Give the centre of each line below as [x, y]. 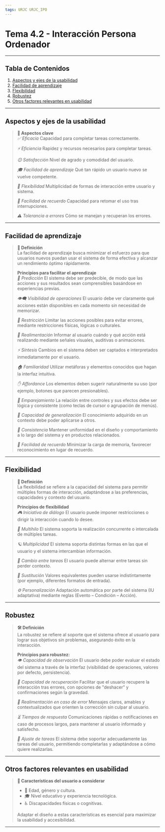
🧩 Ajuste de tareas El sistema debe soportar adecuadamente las [82, 739]
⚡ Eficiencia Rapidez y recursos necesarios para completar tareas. [84, 148]
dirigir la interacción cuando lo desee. [55, 519]
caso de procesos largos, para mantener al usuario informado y [81, 724]
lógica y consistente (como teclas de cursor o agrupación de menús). [87, 405]
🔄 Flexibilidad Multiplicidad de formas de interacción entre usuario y [86, 186]
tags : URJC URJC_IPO [26, 10]
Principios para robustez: [43, 655]
